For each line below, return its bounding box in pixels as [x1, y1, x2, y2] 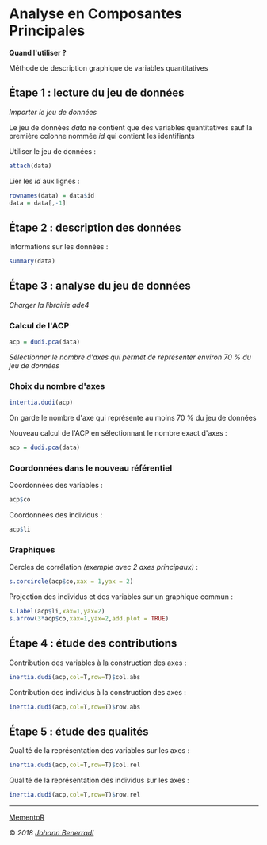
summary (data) [9, 257, 56, 266]
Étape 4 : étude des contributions [9, 636, 177, 651]
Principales [9, 21, 86, 40]
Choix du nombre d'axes [9, 380, 105, 391]
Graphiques [9, 544, 55, 555]
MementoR [9, 812, 45, 822]
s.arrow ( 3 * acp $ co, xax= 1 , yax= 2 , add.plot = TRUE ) [9, 615, 170, 623]
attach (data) [9, 162, 52, 170]
